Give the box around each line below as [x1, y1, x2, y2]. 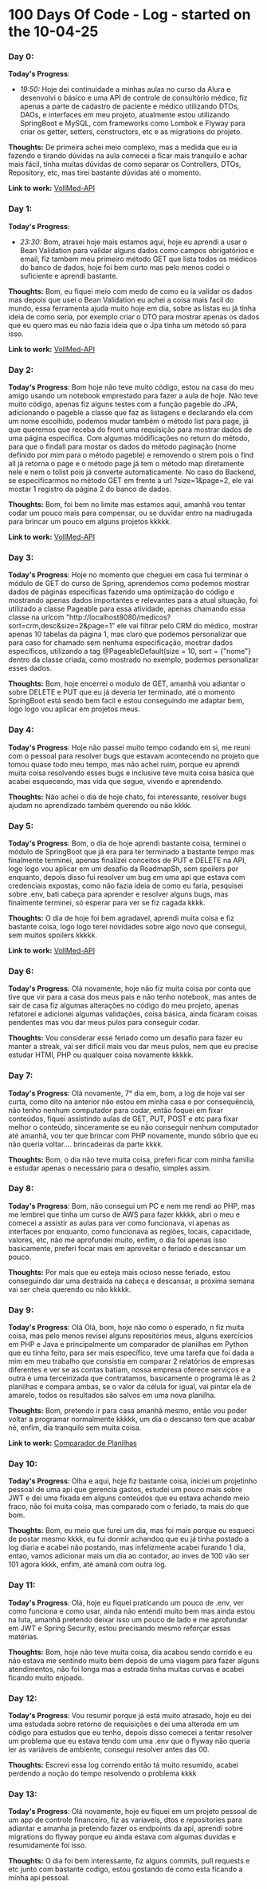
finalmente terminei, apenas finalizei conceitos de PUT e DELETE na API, [8, 855, 247, 865]
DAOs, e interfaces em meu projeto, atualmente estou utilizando [19, 110, 230, 120]
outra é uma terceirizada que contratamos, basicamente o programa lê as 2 [8, 1373, 257, 1383]
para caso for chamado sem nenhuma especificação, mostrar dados [8, 638, 234, 647]
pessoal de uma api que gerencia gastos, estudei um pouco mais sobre [8, 1485, 243, 1495]
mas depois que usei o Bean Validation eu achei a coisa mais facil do [8, 295, 234, 304]
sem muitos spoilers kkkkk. [8, 930, 98, 940]
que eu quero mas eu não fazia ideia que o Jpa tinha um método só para [8, 320, 247, 330]
